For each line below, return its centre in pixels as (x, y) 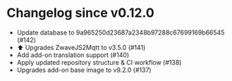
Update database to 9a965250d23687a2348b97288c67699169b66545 (121, 32)
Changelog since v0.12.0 (80, 13)
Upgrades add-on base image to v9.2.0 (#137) (84, 70)
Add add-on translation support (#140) (73, 55)
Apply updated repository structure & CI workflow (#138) (99, 62)
